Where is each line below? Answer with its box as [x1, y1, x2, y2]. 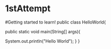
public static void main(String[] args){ [5, 28, 81, 34]
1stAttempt [5, 3, 51, 14]
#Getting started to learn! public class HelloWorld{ [5, 19, 106, 25]
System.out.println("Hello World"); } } [5, 38, 80, 44]
